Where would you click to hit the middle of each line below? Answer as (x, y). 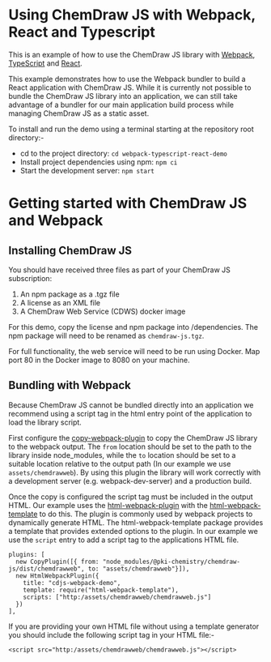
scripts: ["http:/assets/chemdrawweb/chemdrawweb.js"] (117, 597)
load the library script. (45, 422)
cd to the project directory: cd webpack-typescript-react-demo (124, 153)
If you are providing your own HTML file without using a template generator (134, 626)
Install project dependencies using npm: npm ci (99, 162)
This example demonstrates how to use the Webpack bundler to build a (127, 79)
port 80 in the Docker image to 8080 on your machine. (99, 360)
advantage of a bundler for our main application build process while (121, 105)
